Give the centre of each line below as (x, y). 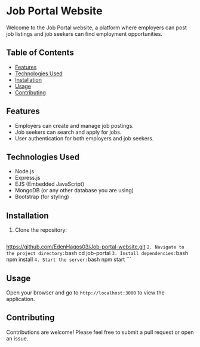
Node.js (24, 171)
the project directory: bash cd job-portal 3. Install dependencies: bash (97, 253)
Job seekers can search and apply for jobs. (68, 132)
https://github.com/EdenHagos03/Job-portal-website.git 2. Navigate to (95, 247)
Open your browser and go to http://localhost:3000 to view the (86, 293)
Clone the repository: (41, 230)
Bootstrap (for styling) (42, 197)
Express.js (27, 178)
